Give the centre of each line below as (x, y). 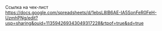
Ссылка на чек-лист (27, 7)
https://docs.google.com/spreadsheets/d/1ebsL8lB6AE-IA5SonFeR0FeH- (81, 12)
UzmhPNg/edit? (22, 18)
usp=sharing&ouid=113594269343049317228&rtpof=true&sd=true (74, 23)
